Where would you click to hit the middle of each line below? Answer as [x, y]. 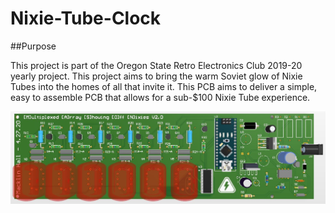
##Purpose [33, 46]
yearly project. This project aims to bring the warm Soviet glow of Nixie [156, 76]
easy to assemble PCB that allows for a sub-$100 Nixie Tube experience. [160, 97]
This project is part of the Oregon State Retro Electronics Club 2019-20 [156, 65]
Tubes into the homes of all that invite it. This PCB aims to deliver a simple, [164, 86]
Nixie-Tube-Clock [86, 18]
